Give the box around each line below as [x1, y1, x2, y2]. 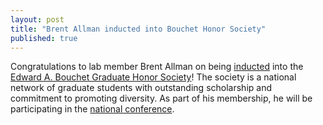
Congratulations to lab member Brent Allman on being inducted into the [10, 61, 304, 73]
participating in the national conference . [10, 103, 175, 115]
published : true [10, 33, 78, 43]
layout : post [10, 14, 65, 25]
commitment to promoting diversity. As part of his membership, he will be [10, 92, 313, 105]
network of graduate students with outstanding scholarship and [10, 82, 272, 94]
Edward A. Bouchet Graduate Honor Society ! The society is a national [10, 71, 297, 83]
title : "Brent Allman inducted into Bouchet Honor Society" [10, 24, 267, 34]
